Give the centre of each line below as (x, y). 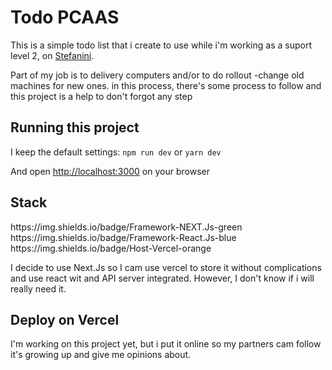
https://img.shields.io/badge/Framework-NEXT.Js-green (126, 227)
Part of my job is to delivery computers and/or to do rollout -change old (157, 75)
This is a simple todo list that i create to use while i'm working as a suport (161, 45)
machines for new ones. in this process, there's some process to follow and (166, 85)
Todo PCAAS (65, 17)
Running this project (75, 127)
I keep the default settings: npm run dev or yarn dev (116, 152)
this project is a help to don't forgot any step (101, 96)
